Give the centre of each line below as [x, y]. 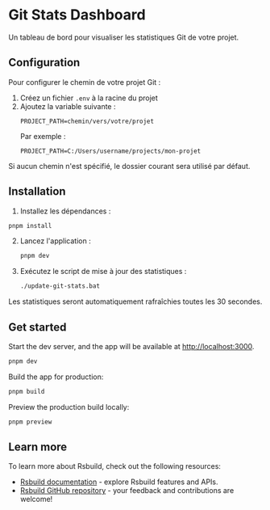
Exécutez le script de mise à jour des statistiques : [103, 272]
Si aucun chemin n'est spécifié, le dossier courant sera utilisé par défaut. [129, 166]
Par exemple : [43, 136]
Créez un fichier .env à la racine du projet [89, 98]
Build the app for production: [56, 377]
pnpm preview [30, 422]
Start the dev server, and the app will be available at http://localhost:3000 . [131, 346]
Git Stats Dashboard [77, 15]
